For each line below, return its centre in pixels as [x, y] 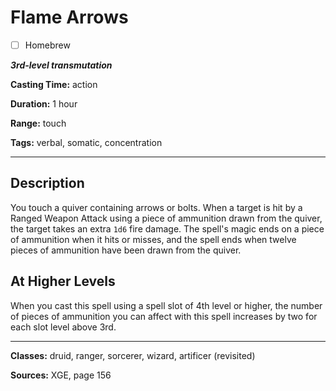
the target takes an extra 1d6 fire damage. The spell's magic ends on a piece [167, 228]
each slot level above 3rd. [63, 327]
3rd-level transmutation [61, 65]
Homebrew [47, 45]
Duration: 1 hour [44, 104]
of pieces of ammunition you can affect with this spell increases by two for [164, 316]
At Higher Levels [63, 281]
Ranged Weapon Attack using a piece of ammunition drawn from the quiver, [166, 218]
